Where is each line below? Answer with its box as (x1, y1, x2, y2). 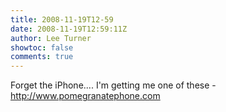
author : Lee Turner (10, 33, 92, 43)
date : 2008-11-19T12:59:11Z (10, 24, 128, 34)
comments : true (10, 52, 74, 62)
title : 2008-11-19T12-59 (10, 14, 114, 25)
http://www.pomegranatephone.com (10, 90, 161, 102)
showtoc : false (10, 42, 74, 53)
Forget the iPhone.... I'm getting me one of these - (10, 79, 217, 91)
